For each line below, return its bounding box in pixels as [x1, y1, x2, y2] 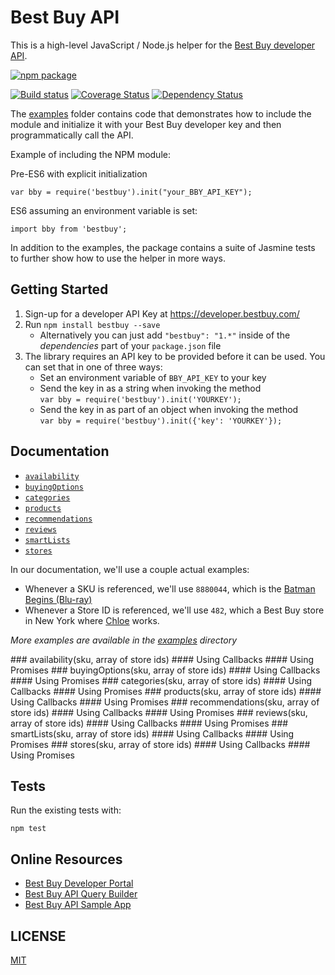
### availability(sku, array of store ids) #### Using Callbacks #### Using [10, 653, 315, 665]
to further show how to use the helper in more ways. [10, 252, 227, 264]
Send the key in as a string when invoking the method [39, 382, 262, 394]
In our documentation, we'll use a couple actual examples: [10, 563, 250, 575]
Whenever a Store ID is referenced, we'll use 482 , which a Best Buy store [24, 604, 325, 616]
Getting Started [10, 281, 109, 298]
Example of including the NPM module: [10, 148, 171, 160]
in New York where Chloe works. [24, 614, 160, 626]
